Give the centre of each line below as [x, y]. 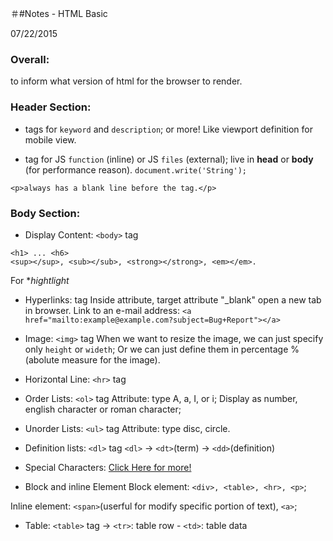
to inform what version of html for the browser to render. [126, 81]
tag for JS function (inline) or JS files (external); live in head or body [169, 159]
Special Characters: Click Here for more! [108, 467]
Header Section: [51, 107]
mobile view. [50, 139]
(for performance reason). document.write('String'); [135, 169]
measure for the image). [111, 359]
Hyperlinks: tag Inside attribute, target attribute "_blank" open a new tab [173, 299]
